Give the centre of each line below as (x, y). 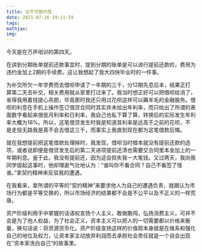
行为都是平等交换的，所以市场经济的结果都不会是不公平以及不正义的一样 (101, 193)
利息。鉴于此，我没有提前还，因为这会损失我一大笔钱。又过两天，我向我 (106, 158)
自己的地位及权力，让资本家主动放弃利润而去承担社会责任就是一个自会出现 (98, 236)
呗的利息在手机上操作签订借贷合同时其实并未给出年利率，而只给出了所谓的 (98, 107)
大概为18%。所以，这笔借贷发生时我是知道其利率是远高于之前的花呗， (98, 122)
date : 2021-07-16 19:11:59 (40, 17)
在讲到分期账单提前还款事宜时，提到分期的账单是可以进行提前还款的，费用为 (101, 65)
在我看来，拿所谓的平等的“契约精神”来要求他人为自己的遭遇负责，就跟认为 (98, 185)
